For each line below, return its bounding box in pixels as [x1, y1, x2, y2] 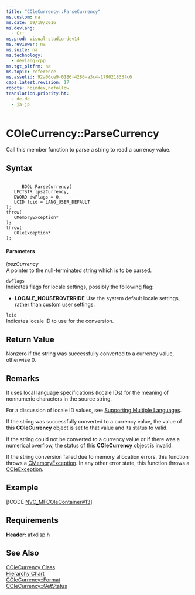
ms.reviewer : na [6, 42, 46, 48]
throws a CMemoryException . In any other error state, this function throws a [6, 459, 190, 467]
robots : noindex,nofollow [6, 85, 69, 91]
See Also [6, 548, 39, 558]
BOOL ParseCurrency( [21, 184, 72, 190]
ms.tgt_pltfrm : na [6, 63, 51, 69]
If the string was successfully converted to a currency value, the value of [6, 418, 183, 425]
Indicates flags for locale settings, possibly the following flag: [6, 283, 154, 291]
